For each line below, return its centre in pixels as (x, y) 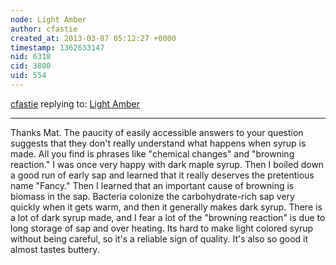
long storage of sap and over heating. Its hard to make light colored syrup (162, 228)
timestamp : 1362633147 (57, 47)
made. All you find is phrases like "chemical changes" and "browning (152, 153)
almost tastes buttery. (55, 249)
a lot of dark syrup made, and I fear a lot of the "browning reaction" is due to (168, 217)
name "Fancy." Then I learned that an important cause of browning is (152, 185)
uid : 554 (28, 76)
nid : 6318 (31, 57)
